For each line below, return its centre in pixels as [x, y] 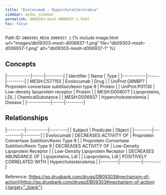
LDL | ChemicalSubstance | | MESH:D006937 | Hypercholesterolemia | [77, 97]
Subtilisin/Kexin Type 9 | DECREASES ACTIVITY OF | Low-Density [72, 146]
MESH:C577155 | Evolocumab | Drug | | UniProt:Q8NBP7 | [88, 81]
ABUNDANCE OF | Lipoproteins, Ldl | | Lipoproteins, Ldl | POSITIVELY [76, 156]
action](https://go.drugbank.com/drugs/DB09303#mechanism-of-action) [80, 182]
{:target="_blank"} [24, 187]
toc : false [16, 24]
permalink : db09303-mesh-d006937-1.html [48, 19]
